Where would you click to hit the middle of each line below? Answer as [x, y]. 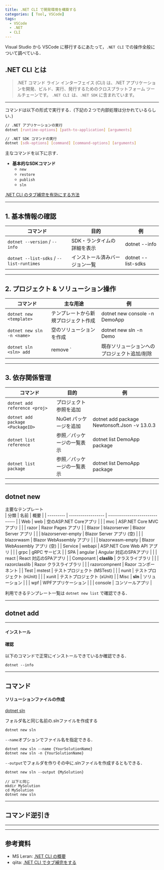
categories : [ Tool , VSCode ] [35, 14]
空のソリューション [73, 329]
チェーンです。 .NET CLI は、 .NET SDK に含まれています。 [79, 95]
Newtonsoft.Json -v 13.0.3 [124, 425]
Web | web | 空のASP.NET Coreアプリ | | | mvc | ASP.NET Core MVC [90, 521]
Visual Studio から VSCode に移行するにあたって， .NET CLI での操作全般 [78, 47]
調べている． [31, 53]
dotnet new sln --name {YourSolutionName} [49, 749]
